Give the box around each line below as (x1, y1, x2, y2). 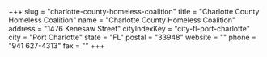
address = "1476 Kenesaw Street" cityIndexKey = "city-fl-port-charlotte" (8, 24, 251, 33)
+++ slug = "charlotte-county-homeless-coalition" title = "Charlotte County (8, 7, 260, 16)
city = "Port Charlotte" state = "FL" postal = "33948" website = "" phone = (8, 32, 257, 42)
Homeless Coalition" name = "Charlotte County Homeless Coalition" (8, 15, 236, 25)
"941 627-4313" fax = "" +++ (8, 41, 105, 51)
